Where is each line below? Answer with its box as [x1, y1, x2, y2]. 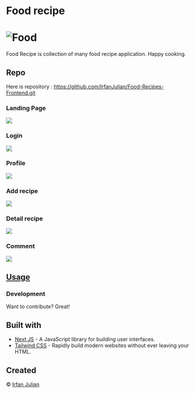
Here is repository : [6, 83, 53, 90]
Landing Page [6, 104, 46, 112]
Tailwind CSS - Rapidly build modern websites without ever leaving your [14, 342, 189, 349]
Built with [6, 320, 42, 330]
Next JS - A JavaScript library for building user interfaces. [14, 336, 156, 343]
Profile [6, 159, 26, 167]
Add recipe [6, 187, 38, 195]
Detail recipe [6, 214, 43, 223]
